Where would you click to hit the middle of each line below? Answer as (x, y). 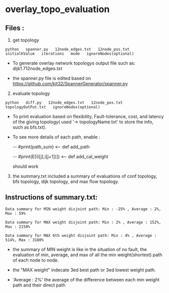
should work (25, 166)
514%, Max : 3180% (24, 240)
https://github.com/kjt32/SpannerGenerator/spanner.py (70, 84)
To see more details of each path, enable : (56, 137)
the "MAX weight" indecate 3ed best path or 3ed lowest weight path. (84, 270)
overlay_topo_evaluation (58, 9)
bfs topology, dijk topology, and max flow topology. (66, 181)
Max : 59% (16, 213)
